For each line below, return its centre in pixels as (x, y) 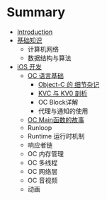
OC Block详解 (58, 102)
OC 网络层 (43, 171)
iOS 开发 (29, 66)
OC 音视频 (43, 180)
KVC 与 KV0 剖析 (63, 93)
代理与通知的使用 (63, 111)
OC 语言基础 (46, 76)
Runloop (40, 127)
